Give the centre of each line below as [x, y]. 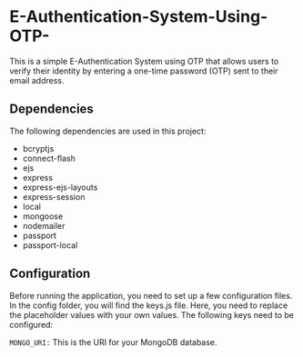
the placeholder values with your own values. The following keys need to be [151, 314]
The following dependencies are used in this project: [108, 131]
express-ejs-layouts [60, 187]
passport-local [50, 245]
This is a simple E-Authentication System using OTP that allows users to [144, 61]
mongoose [43, 216]
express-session [54, 196]
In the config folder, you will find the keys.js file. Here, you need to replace [149, 305]
